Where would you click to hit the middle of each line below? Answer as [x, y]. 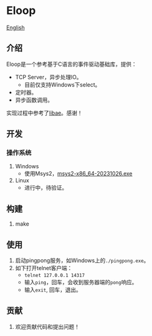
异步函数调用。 [34, 100]
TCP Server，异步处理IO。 [49, 77]
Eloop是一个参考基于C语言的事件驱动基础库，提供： [72, 64]
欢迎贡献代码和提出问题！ [47, 326]
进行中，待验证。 [46, 188]
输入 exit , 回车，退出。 [53, 290]
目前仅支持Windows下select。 [62, 84]
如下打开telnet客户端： [44, 268]
